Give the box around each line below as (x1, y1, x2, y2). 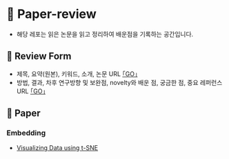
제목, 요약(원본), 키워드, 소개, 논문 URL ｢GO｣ (16, 69, 138, 78)
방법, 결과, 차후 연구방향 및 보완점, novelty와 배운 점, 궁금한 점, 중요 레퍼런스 (16, 78, 223, 86)
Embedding (6, 128, 46, 138)
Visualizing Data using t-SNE (16, 144, 99, 152)
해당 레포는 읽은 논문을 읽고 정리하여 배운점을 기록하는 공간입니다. (16, 30, 194, 38)
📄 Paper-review (6, 6, 97, 22)
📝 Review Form (6, 50, 72, 62)
